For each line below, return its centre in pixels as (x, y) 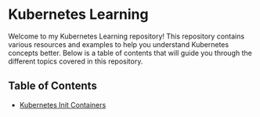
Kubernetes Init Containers (63, 104)
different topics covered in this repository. (76, 61)
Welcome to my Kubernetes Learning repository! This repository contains (126, 36)
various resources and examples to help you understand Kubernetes (119, 44)
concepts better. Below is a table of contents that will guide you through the (130, 53)
